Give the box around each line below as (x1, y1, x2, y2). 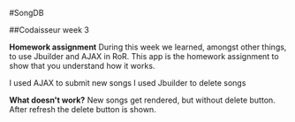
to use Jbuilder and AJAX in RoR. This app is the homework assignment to (9, 51, 280, 61)
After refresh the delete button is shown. (9, 104, 156, 114)
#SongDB (9, 8, 44, 18)
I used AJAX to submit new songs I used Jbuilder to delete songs (9, 78, 246, 88)
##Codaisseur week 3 (9, 25, 90, 34)
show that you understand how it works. (9, 61, 155, 71)
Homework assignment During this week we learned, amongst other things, (9, 42, 287, 52)
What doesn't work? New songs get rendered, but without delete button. (9, 95, 276, 105)
